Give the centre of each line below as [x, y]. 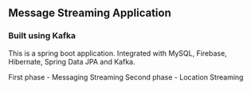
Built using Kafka [42, 36]
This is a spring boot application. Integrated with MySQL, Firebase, [118, 53]
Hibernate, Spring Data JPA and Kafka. [72, 61]
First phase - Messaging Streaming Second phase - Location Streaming [126, 77]
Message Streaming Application [90, 13]
